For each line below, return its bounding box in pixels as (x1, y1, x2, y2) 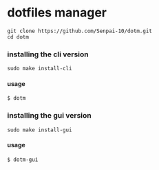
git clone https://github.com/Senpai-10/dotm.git (7, 28, 153, 34)
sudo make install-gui (7, 126, 72, 134)
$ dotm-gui (7, 156, 39, 163)
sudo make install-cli (7, 65, 72, 72)
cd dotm (7, 33, 30, 41)
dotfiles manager (7, 5, 107, 21)
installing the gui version (7, 111, 92, 120)
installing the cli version (7, 50, 89, 59)
